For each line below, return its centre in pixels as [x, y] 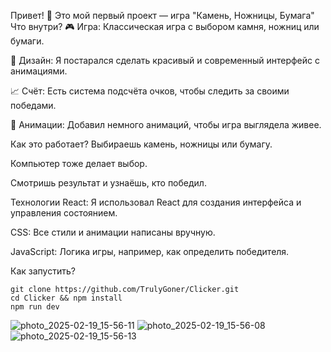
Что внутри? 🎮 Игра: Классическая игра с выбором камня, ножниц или [165, 26]
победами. [33, 105]
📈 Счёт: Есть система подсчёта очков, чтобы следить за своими [150, 91]
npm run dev [35, 307]
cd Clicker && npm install [66, 298]
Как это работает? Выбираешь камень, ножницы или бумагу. [141, 144]
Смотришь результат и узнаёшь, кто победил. [108, 183]
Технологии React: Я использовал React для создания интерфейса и [156, 202]
